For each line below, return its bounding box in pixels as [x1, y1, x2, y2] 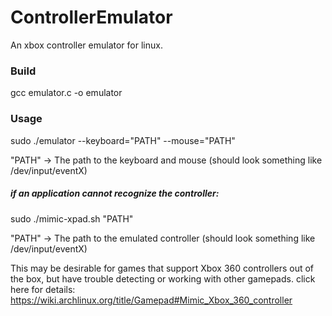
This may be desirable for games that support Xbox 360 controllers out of [10, 262, 315, 274]
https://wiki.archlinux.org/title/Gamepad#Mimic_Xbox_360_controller [10, 294, 293, 306]
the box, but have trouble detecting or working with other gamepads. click [10, 272, 316, 285]
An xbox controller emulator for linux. [10, 39, 163, 51]
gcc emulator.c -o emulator [10, 87, 123, 99]
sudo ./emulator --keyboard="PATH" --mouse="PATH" [10, 134, 236, 146]
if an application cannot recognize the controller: [10, 187, 220, 200]
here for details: [10, 283, 76, 295]
